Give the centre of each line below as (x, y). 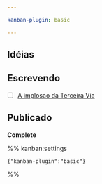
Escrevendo (34, 78)
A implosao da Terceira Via (56, 95)
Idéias (21, 54)
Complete (22, 135)
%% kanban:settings (37, 148)
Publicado (30, 118)
